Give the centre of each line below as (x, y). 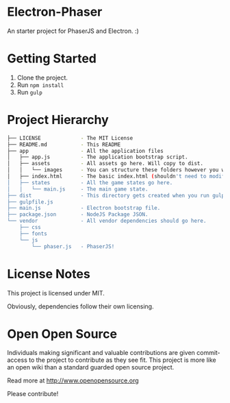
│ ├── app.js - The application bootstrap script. (98, 157)
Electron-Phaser (55, 12)
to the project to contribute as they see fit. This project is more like (123, 360)
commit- (208, 353)
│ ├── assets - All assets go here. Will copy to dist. (105, 164)
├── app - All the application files (86, 151)
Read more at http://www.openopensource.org (73, 380)
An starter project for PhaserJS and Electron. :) (73, 31)
